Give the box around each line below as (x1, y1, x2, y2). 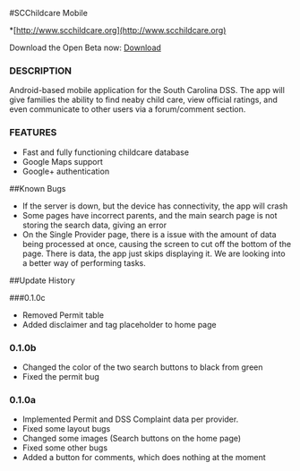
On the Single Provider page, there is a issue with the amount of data (21, 228, 277, 240)
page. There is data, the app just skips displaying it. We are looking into (21, 248, 286, 259)
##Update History (9, 275, 76, 286)
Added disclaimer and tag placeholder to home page (21, 319, 217, 330)
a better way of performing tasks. (21, 257, 146, 268)
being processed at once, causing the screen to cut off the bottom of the (21, 238, 292, 249)
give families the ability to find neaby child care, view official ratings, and (9, 94, 278, 106)
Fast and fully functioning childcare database (21, 147, 190, 158)
